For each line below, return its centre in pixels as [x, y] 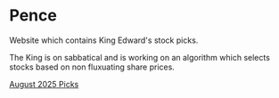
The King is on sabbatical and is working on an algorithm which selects [139, 57]
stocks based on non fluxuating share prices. [92, 67]
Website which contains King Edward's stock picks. [104, 40]
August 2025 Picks [44, 84]
